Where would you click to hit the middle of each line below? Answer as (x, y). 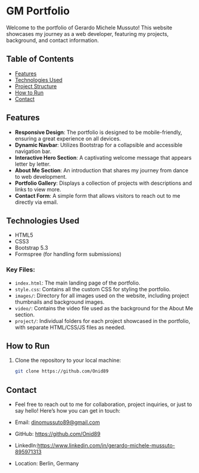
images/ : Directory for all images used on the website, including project (102, 295)
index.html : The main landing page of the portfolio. (77, 283)
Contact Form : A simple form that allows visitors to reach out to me (97, 196)
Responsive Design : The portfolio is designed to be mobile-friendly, (99, 132)
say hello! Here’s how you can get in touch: (68, 411)
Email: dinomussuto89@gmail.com (57, 422)
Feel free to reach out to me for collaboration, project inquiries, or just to (103, 404)
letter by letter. (33, 164)
